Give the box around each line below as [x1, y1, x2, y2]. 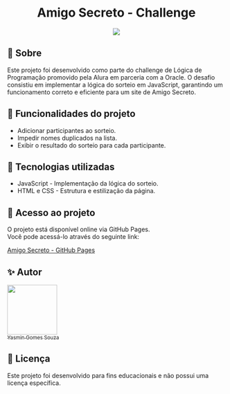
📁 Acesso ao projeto [7, 206, 96, 219]
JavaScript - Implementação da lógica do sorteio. [17, 179, 159, 188]
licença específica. [7, 379, 61, 387]
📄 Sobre [7, 47, 42, 60]
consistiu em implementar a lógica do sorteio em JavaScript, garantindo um [7, 80, 223, 89]
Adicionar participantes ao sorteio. [17, 126, 116, 134]
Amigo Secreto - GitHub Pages [7, 246, 96, 254]
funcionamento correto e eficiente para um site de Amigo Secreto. [7, 88, 196, 96]
